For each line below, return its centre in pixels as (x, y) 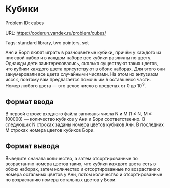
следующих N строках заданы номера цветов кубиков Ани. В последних (85, 124)
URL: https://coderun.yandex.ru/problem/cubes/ (56, 33)
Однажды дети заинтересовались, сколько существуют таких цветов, (82, 63)
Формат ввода (30, 101)
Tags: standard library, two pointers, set (47, 42)
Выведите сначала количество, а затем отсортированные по (72, 159)
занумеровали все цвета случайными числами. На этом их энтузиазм (82, 74)
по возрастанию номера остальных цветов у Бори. (61, 180)
